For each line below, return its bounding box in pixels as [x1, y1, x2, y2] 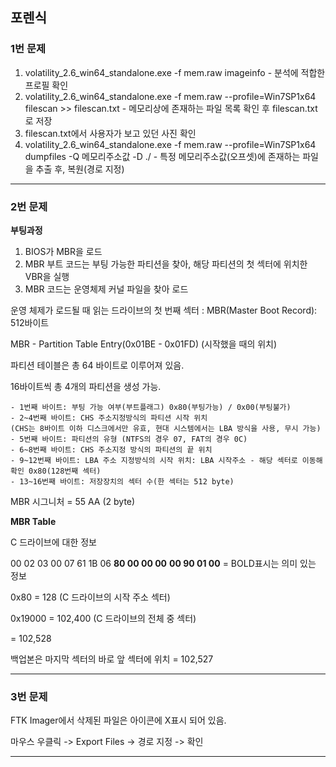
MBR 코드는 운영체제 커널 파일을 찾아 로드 [24, 283, 189, 295]
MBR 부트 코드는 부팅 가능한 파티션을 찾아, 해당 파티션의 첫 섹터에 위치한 [24, 258, 308, 270]
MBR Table [10, 515, 57, 527]
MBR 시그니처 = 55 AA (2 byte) [10, 495, 136, 507]
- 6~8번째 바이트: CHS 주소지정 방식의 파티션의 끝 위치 [10, 444, 213, 455]
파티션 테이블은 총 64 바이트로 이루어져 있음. [10, 359, 185, 371]
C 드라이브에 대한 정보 [10, 536, 97, 548]
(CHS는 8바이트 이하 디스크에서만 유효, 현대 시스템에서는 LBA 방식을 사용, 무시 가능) [10, 423, 322, 433]
